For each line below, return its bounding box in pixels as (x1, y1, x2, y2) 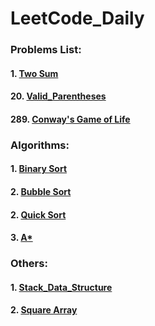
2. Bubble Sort (10, 186, 72, 197)
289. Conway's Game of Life (10, 113, 131, 125)
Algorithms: (10, 138, 70, 152)
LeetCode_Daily (10, 7, 145, 30)
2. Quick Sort (10, 208, 67, 221)
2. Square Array (10, 304, 78, 316)
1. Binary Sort (10, 163, 68, 175)
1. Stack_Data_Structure (10, 281, 113, 293)
